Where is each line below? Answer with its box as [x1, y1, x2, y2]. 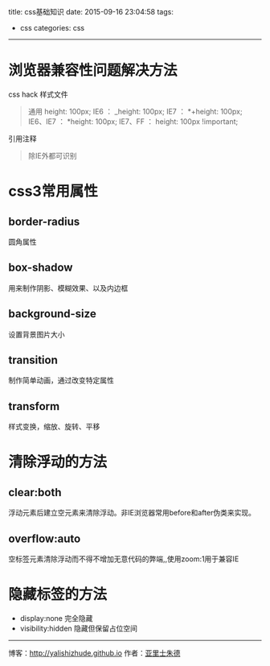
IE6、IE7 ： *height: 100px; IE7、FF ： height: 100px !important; [27, 116, 239, 126]
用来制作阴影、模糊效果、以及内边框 [8, 283, 129, 292]
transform [8, 399, 60, 413]
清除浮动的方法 [8, 453, 108, 471]
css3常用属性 [8, 182, 98, 201]
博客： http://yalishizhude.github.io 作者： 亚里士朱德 [8, 647, 181, 658]
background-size [8, 307, 96, 321]
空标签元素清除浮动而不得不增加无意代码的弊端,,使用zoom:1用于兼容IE [8, 554, 239, 564]
